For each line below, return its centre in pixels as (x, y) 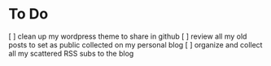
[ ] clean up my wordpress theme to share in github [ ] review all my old (128, 36)
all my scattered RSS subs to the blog (71, 53)
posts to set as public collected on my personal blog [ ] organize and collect (135, 44)
